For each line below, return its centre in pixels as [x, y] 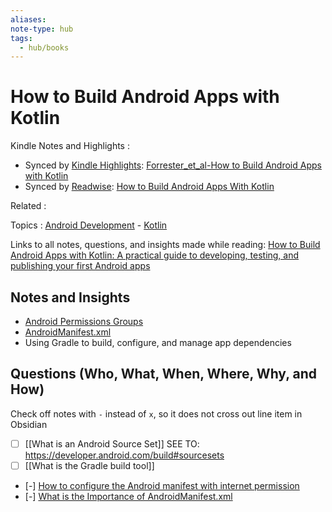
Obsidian [29, 424]
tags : [21, 38]
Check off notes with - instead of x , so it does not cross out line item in [156, 413]
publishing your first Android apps [80, 266]
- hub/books [44, 47]
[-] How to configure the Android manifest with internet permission [162, 485]
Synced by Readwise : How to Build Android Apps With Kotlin [149, 187]
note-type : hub [42, 29]
